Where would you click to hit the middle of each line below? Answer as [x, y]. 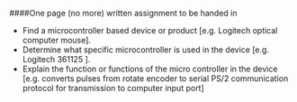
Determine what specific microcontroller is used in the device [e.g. [146, 50]
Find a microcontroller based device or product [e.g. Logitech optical [150, 30]
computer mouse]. [57, 40]
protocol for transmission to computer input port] [113, 88]
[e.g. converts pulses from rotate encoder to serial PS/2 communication [155, 79]
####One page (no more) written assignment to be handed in [123, 13]
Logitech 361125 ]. [56, 59]
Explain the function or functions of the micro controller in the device [150, 69]
